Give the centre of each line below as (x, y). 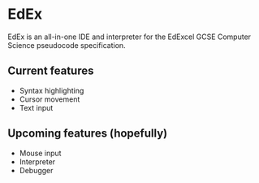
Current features (51, 71)
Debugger (36, 170)
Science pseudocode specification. (67, 45)
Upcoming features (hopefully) (88, 134)
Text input (36, 107)
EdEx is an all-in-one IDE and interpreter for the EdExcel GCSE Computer (129, 37)
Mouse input (40, 153)
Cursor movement (50, 99)
